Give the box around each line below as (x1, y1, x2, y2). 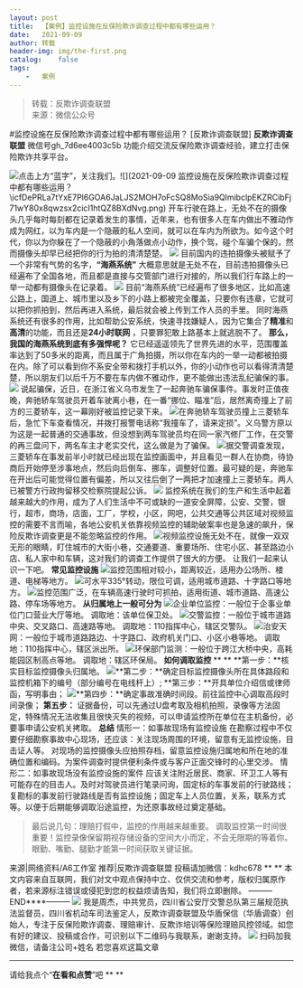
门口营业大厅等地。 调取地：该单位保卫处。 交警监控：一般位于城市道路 (16, 609, 291, 620)
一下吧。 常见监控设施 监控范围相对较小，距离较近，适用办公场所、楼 (16, 564, 284, 575)
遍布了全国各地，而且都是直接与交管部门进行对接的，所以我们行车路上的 (16, 270, 286, 281)
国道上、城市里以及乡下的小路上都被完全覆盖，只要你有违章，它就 (40, 293, 286, 304)
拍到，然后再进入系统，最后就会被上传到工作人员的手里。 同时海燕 (40, 304, 289, 315)
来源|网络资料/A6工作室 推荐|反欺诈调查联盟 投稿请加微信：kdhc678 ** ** (9, 862, 282, 873)
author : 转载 (9, 38, 56, 48)
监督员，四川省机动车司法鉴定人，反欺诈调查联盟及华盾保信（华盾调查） (16, 908, 286, 918)
